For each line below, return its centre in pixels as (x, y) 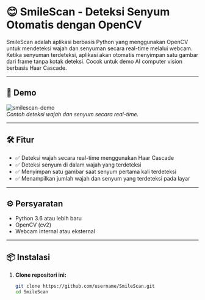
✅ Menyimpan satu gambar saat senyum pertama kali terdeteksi (96, 171)
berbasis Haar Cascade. (37, 68)
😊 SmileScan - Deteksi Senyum (88, 12)
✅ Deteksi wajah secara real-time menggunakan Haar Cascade (95, 157)
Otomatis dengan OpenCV (74, 25)
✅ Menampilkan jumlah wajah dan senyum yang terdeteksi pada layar (103, 178)
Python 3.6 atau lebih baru (49, 219)
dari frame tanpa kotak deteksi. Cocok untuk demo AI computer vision (95, 61)
